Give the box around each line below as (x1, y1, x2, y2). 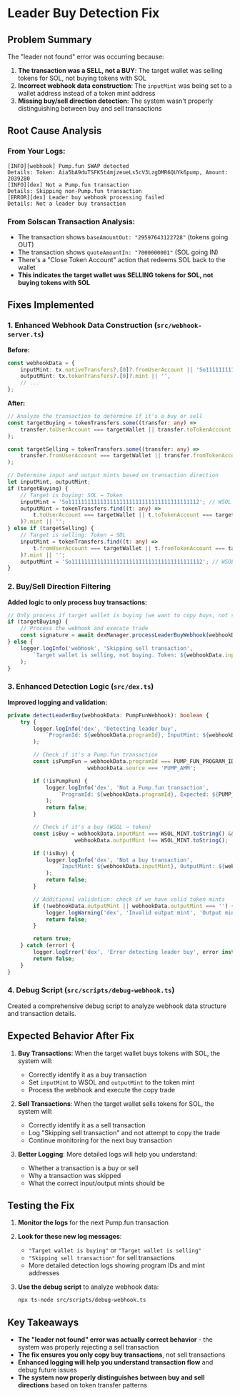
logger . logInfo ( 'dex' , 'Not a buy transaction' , (45, 856, 194, 864)
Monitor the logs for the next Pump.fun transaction (17, 1218, 169, 1227)
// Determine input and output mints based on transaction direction (7, 472, 219, 479)
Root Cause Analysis (7, 125, 102, 137)
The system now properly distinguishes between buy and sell (17, 1373, 205, 1382)
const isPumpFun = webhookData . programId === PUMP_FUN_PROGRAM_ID (33, 758, 235, 765)
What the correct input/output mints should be (28, 1179, 166, 1187)
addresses (28, 1269, 60, 1277)
